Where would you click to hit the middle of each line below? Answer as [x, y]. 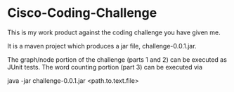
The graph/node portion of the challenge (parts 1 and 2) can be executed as [117, 59]
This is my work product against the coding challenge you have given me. [114, 32]
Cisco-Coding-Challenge [82, 13]
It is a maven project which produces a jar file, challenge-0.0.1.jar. [102, 46]
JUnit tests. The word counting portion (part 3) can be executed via [105, 67]
